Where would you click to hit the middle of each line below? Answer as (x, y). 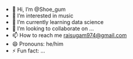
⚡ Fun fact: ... (28, 51)
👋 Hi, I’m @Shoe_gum (39, 9)
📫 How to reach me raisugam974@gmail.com (69, 35)
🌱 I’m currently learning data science (58, 22)
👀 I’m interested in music (43, 16)
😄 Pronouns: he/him (37, 44)
